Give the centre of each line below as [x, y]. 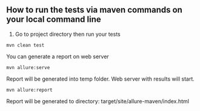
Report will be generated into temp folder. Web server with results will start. [101, 79]
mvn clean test [25, 45]
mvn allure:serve [28, 67]
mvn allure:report [29, 90]
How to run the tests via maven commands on [95, 10]
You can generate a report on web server [58, 56]
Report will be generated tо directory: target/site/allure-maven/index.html [98, 101]
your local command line [54, 20]
